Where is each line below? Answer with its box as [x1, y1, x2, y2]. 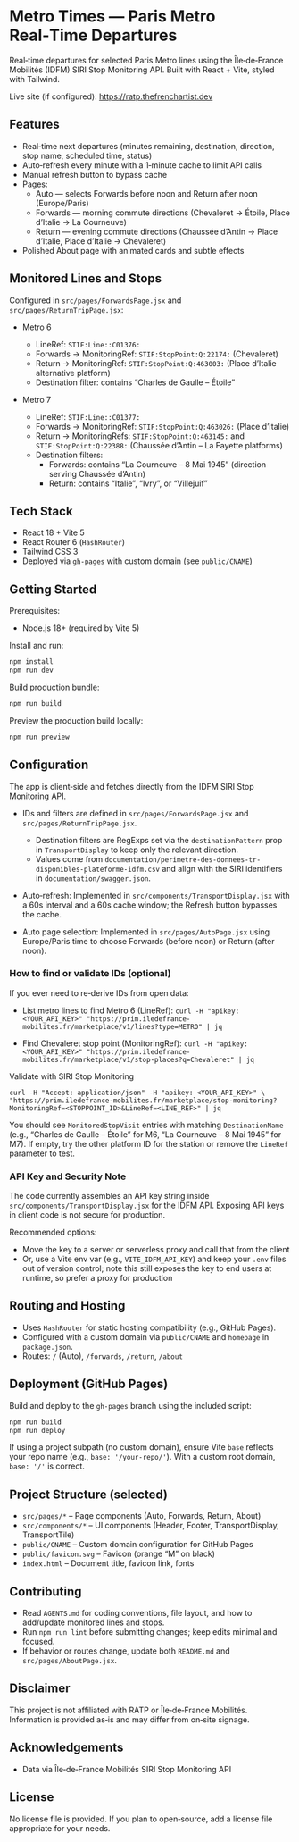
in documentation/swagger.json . [35, 873, 152, 883]
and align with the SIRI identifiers [162, 863, 283, 874]
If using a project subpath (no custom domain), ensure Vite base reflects [9, 1442, 274, 1453]
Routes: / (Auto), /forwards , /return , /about [21, 1351, 183, 1361]
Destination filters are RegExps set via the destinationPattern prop [35, 834, 283, 845]
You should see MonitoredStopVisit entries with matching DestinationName [9, 1119, 284, 1130]
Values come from [35, 853, 104, 864]
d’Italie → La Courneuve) [35, 216, 127, 227]
